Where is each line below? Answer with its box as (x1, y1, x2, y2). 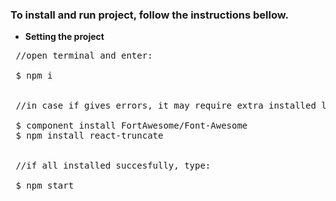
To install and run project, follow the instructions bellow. (10, 8, 289, 22)
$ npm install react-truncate (15, 130, 164, 142)
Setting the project (24, 31, 105, 43)
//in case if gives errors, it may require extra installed (15, 100, 317, 112)
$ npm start (15, 180, 75, 192)
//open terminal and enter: (15, 50, 153, 62)
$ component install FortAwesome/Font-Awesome (15, 120, 248, 132)
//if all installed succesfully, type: (15, 160, 212, 172)
